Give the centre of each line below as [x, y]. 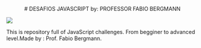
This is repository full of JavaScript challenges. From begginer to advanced [101, 32]
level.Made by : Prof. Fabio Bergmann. [54, 38]
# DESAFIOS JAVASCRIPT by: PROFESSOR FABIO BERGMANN [102, 9]
